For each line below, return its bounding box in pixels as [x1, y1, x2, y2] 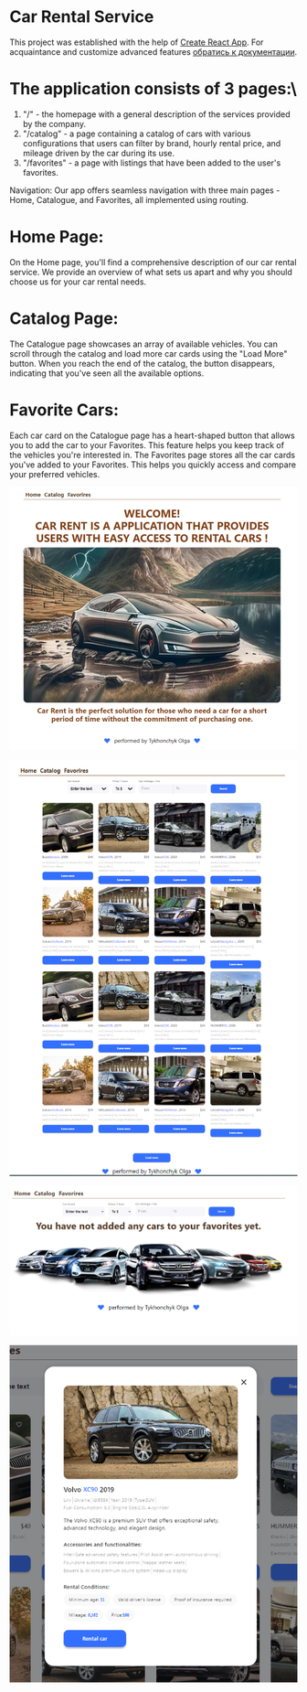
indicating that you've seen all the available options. [9, 368, 205, 379]
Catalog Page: [9, 308, 119, 328]
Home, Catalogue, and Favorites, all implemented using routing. [9, 194, 249, 205]
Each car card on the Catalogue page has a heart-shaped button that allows [9, 430, 295, 441]
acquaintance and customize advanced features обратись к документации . [9, 46, 298, 57]
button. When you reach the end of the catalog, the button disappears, [9, 358, 276, 369]
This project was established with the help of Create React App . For [9, 37, 264, 48]
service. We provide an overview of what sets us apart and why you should [9, 266, 292, 277]
